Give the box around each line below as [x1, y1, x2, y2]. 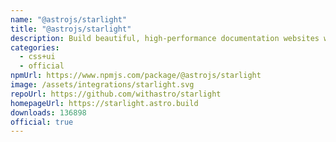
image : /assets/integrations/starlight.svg [10, 80, 195, 90]
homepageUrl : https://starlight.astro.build [10, 98, 199, 108]
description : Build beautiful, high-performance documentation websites [10, 33, 320, 43]
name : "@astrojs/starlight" [10, 14, 128, 25]
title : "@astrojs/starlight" [10, 24, 132, 34]
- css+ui [19, 52, 56, 62]
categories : [10, 42, 60, 53]
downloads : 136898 [10, 107, 87, 118]
